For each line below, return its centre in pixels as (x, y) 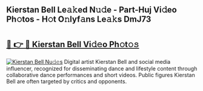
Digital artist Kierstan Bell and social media (117, 62)
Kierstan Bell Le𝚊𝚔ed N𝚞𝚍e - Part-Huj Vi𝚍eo (92, 10)
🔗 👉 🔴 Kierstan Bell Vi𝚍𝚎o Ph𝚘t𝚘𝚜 (73, 44)
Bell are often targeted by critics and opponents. (67, 81)
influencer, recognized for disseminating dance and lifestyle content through (102, 68)
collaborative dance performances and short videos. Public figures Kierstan (101, 75)
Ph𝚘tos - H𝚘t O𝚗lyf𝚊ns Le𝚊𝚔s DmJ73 (79, 20)
